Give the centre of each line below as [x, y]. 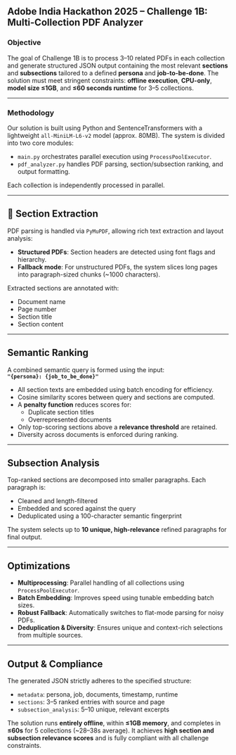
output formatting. [44, 171]
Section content [40, 324]
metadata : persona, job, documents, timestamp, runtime [98, 694]
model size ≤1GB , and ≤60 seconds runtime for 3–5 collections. [101, 88]
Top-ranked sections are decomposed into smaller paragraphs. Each [107, 480]
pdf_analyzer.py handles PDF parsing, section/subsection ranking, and [120, 164]
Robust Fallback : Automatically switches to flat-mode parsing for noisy [120, 613]
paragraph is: [27, 488]
